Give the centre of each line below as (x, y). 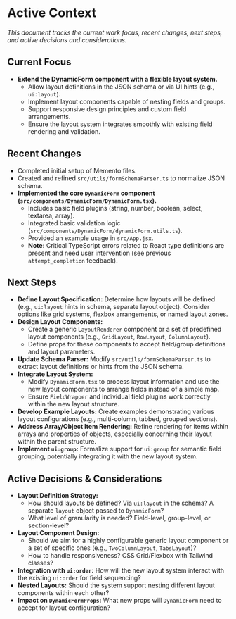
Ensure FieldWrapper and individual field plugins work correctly (119, 396)
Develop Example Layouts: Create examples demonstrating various (116, 412)
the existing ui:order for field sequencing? (79, 578)
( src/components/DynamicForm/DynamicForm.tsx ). (87, 200)
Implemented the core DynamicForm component (86, 193)
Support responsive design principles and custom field (107, 109)
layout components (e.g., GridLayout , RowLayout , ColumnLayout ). (119, 337)
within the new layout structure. (73, 404)
